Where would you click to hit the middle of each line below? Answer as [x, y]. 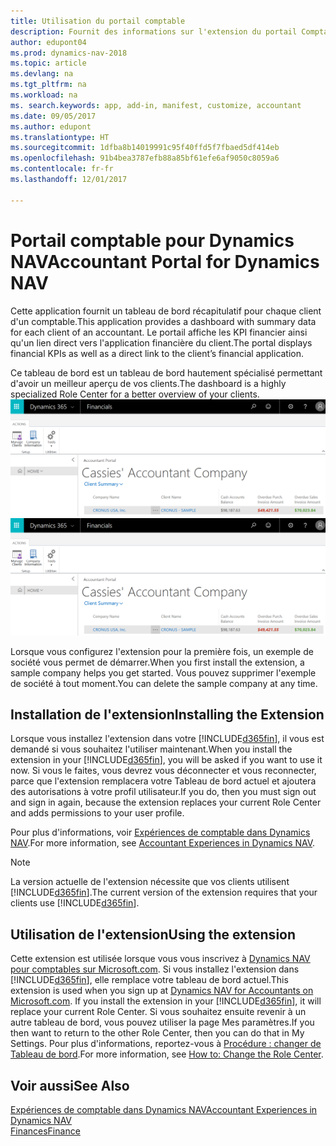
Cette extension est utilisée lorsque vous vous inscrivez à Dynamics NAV [160, 959]
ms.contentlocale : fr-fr [62, 169]
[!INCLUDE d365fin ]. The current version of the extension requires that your [164, 892]
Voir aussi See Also [70, 1085]
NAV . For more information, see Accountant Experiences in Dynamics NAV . [163, 843]
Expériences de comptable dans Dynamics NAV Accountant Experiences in [164, 1110]
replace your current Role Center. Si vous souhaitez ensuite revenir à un [158, 1012]
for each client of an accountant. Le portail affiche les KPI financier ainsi [159, 332]
